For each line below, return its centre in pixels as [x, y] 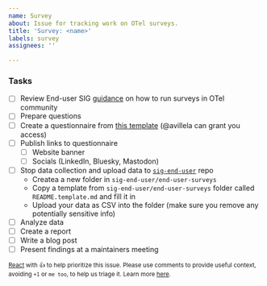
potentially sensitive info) [73, 213]
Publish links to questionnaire [69, 143]
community [39, 108]
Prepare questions [51, 116]
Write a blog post [49, 240]
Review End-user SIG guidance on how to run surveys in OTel [122, 98]
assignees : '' [32, 46]
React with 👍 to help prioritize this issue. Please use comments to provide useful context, [132, 265]
